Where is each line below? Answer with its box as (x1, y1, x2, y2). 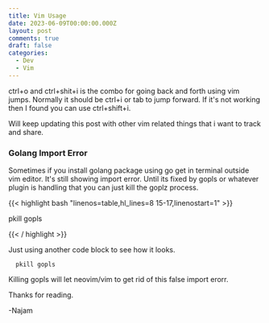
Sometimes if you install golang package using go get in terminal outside (8, 166, 250, 175)
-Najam (8, 306, 34, 316)
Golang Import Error (8, 147, 89, 158)
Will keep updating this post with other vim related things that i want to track (8, 118, 262, 129)
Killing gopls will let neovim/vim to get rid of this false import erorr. (8, 275, 229, 284)
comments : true (8, 34, 60, 43)
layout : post (8, 27, 52, 35)
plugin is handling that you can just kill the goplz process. (8, 182, 199, 193)
